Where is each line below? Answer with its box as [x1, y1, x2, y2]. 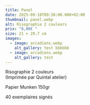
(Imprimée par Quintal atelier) [5, 74, 67, 81]
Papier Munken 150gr [5, 84, 50, 90]
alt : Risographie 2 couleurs [5, 21, 67, 27]
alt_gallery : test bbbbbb [14, 45, 70, 50]
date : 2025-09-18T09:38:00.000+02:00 [5, 12, 85, 17]
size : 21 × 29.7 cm [5, 31, 47, 36]
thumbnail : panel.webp [5, 17, 53, 22]
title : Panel [5, 7, 33, 13]
